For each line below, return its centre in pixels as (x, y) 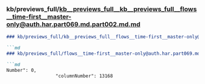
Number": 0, (21, 70)
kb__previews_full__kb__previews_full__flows (128, 9)
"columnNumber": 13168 (84, 76)
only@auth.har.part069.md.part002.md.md (74, 24)
